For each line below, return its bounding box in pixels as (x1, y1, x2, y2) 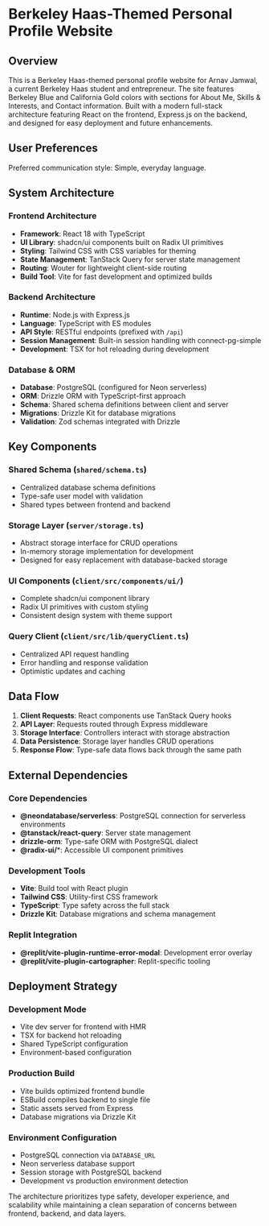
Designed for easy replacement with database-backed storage (19, 555, 228, 565)
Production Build (8, 1068, 75, 1079)
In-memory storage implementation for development (19, 547, 194, 557)
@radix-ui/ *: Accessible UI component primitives (19, 845, 184, 855)
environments (19, 819, 66, 830)
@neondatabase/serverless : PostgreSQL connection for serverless (19, 811, 247, 821)
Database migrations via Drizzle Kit (19, 1112, 137, 1121)
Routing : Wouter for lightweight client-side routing (19, 263, 187, 272)
